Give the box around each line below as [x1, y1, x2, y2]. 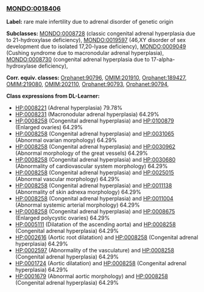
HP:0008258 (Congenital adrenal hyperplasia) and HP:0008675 [15, 208, 175, 215]
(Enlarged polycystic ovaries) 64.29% [15, 215, 110, 222]
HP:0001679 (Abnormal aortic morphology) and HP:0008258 [15, 272, 169, 280]
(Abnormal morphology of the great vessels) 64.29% [15, 149, 148, 157]
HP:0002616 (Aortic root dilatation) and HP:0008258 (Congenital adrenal [15, 233, 199, 241]
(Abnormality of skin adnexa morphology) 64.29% [15, 188, 141, 196]
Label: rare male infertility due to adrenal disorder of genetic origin [6, 18, 174, 26]
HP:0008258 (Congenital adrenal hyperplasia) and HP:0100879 [15, 117, 175, 124]
